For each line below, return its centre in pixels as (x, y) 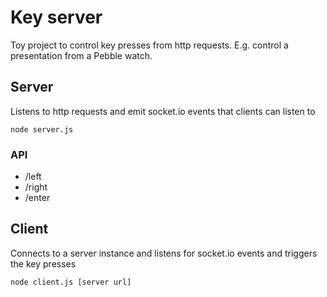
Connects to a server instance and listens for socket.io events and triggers (164, 253)
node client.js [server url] (71, 282)
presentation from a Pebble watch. (81, 55)
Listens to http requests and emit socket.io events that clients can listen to (163, 111)
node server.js (42, 129)
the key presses (43, 263)
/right (36, 187)
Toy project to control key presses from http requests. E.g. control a (149, 45)
